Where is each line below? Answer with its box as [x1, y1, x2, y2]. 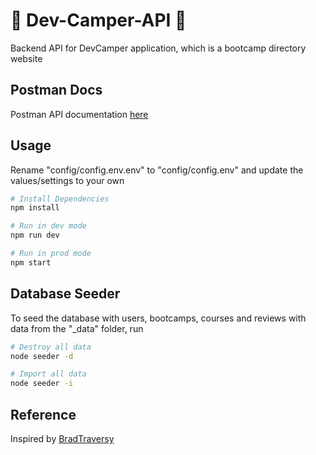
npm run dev [10, 230, 60, 241]
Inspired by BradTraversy [10, 432, 115, 444]
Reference [10, 406, 77, 423]
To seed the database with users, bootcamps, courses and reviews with [10, 312, 307, 324]
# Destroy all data [10, 342, 92, 352]
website [10, 52, 43, 64]
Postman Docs [10, 82, 103, 99]
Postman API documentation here [10, 108, 149, 120]
